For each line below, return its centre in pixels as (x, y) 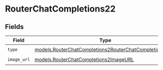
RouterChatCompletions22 (60, 9)
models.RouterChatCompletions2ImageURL (84, 59)
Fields (15, 27)
